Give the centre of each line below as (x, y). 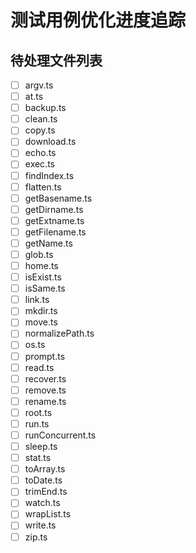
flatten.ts (43, 187)
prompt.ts (45, 356)
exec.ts (39, 164)
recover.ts (45, 378)
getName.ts (48, 243)
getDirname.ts (54, 209)
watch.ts (42, 503)
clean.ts (41, 119)
